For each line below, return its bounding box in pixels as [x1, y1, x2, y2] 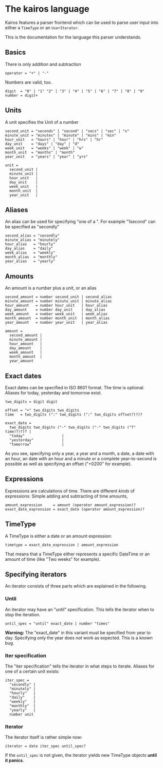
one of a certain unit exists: [5, 669, 60, 674]
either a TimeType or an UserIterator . [5, 24, 79, 30]
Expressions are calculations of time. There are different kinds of [5, 488, 135, 493]
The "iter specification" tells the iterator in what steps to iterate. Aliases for [5, 663, 155, 669]
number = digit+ [5, 93, 38, 98]
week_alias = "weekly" [5, 250, 55, 256]
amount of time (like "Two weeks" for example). [5, 556, 101, 562]
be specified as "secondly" [5, 224, 59, 230]
